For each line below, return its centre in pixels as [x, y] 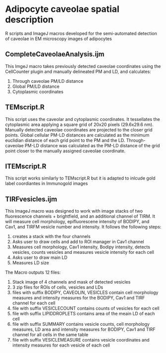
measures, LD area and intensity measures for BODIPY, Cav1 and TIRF [84, 329]
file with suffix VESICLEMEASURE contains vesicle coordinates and [81, 340]
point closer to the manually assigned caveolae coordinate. [65, 151]
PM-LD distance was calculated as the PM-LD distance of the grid [92, 145]
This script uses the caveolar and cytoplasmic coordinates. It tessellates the [83, 119]
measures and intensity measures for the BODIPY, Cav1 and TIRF [79, 298]
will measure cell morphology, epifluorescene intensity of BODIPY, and [77, 222]
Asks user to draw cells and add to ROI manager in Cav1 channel [78, 242]
